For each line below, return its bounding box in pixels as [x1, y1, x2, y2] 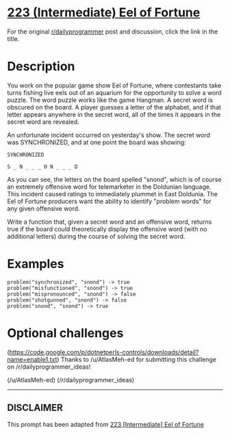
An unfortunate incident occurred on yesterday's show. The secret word [7, 131, 211, 139]
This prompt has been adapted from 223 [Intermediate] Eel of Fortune [7, 420, 204, 428]
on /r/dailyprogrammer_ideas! [7, 362, 91, 371]
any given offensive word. [7, 204, 80, 213]
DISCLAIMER [7, 402, 63, 414]
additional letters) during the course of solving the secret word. [7, 232, 186, 240]
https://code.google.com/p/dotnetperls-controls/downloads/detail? [9, 347, 199, 356]
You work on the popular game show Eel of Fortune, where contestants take [7, 81, 222, 90]
